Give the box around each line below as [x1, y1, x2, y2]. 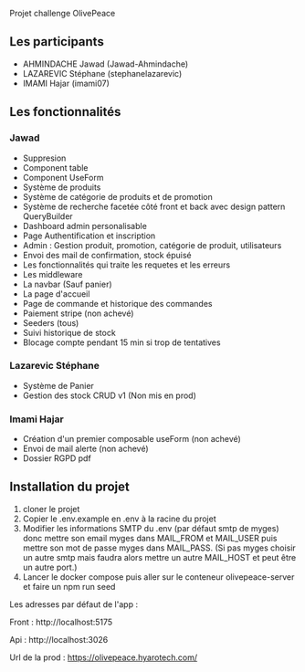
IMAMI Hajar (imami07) [22, 78, 110, 89]
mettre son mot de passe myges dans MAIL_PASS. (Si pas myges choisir [22, 542, 297, 553]
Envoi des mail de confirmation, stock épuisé [22, 249, 192, 260]
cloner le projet [22, 503, 80, 514]
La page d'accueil [22, 288, 90, 299]
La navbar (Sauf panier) [22, 278, 112, 289]
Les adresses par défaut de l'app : [9, 598, 139, 610]
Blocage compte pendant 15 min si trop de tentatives [22, 337, 221, 348]
